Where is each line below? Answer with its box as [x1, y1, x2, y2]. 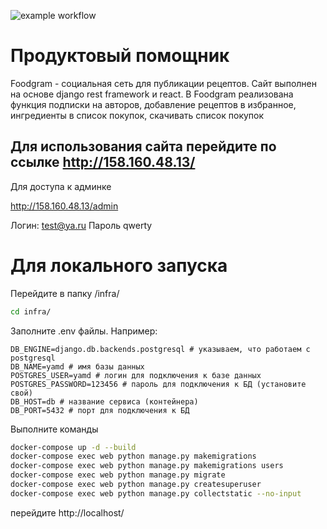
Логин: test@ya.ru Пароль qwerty [10, 219, 153, 231]
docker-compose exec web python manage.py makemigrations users [10, 461, 284, 471]
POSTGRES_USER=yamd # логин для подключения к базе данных [10, 370, 262, 380]
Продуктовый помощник [10, 45, 230, 67]
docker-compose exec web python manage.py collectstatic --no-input [10, 488, 302, 499]
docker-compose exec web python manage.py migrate [10, 470, 226, 480]
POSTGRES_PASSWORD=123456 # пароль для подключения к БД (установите [10, 379, 307, 389]
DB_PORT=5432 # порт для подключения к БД [10, 405, 190, 415]
